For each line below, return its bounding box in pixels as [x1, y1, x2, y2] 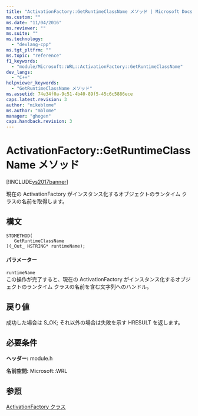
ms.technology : [6, 36, 44, 42]
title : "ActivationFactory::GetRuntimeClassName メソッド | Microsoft [6, 8, 180, 15]
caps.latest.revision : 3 [6, 96, 67, 102]
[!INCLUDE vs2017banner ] [6, 178, 69, 186]
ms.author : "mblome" [6, 108, 57, 113]
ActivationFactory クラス [6, 403, 66, 410]
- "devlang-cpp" [11, 42, 51, 48]
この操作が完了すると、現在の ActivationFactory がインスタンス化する [6, 276, 176, 283]
